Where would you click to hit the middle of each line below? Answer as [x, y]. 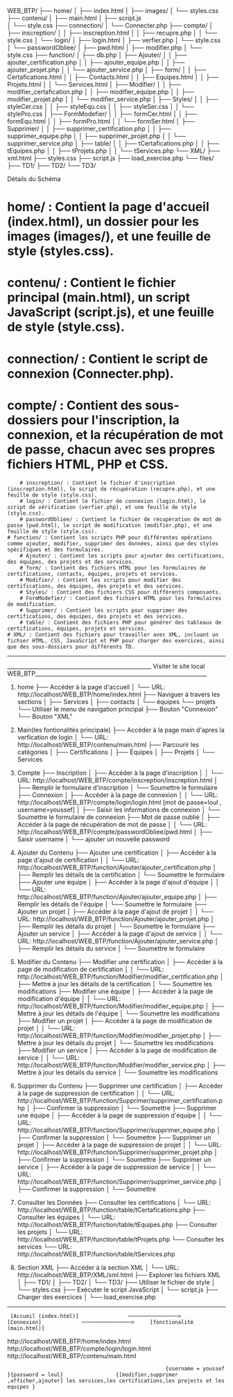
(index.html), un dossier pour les [103, 222]
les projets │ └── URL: [50, 1232]
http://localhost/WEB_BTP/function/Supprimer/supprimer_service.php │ [120, 1181]
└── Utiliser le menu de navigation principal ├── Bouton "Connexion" [118, 709]
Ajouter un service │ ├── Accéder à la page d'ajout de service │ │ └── [120, 934]
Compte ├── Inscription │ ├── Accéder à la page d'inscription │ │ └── [120, 773]
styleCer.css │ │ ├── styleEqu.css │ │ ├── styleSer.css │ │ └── [101, 106]
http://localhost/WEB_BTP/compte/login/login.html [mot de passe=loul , [119, 802]
